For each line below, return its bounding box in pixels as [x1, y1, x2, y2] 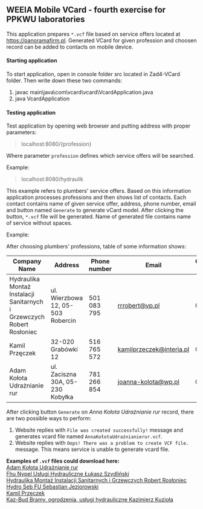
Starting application [6, 57, 57, 64]
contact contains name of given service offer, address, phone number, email [6, 200, 196, 207]
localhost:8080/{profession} [21, 140, 92, 148]
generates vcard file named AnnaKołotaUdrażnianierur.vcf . [14, 433, 163, 440]
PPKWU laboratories [6, 15, 85, 25]
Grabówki [50, 345, 79, 354]
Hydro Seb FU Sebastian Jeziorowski [6, 483, 98, 490]
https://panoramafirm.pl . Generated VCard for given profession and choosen [6, 36, 197, 44]
